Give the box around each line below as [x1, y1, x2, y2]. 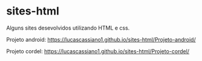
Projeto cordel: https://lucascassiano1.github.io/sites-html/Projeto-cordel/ [6, 47, 189, 55]
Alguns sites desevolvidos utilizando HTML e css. [6, 24, 130, 31]
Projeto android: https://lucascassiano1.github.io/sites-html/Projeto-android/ [6, 36, 196, 43]
